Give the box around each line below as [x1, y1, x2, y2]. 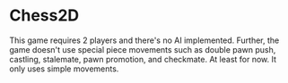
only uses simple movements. [9, 63, 119, 74]
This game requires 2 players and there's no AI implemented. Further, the [9, 35, 280, 46]
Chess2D [9, 5, 80, 26]
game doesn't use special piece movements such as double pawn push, [9, 44, 276, 54]
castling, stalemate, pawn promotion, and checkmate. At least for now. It [9, 54, 276, 64]
